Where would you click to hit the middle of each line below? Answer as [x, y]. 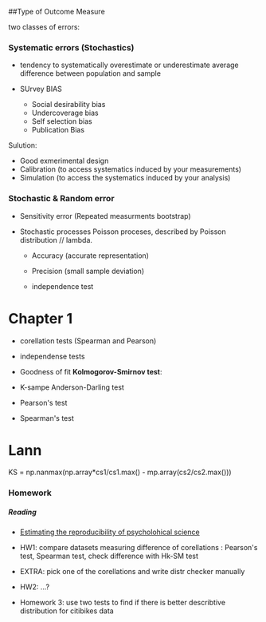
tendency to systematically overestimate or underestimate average [129, 65]
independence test [63, 286]
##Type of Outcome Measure [57, 12]
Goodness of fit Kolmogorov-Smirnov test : [91, 371]
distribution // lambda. [56, 240]
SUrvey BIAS [41, 89]
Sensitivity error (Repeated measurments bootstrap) [105, 216]
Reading [23, 512]
